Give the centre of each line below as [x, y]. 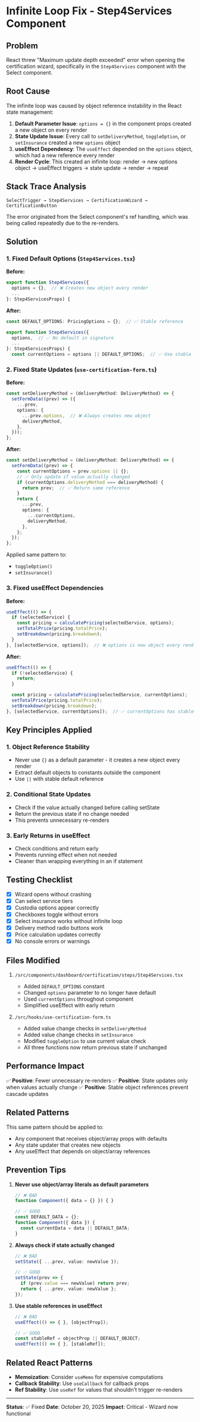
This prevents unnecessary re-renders [62, 820]
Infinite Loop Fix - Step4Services [89, 11]
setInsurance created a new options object [68, 142]
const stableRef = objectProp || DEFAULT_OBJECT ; [78, 1339]
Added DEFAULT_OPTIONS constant [64, 986]
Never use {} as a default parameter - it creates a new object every [97, 760]
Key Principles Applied [49, 730]
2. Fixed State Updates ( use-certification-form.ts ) [82, 370]
